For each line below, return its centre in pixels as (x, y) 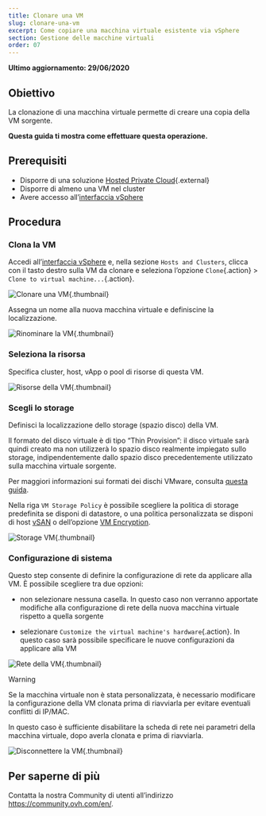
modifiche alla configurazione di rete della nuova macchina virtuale (129, 608)
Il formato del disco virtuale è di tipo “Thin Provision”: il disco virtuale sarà (129, 441)
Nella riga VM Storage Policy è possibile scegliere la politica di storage (123, 506)
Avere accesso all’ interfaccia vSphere (81, 197)
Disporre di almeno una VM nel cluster (82, 189)
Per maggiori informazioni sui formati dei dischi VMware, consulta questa (128, 482)
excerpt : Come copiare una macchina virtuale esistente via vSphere (124, 30)
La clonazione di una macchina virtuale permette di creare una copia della (129, 111)
